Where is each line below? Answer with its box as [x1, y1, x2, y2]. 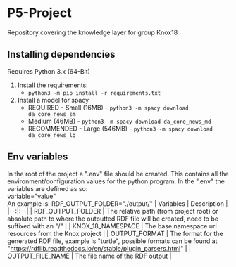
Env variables [7, 151, 68, 163]
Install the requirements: [17, 81, 88, 89]
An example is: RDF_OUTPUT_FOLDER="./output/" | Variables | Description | [7, 199, 228, 208]
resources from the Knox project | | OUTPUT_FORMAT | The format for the [7, 229, 223, 237]
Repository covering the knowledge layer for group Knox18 [7, 28, 178, 37]
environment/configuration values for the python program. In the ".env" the [7, 177, 225, 185]
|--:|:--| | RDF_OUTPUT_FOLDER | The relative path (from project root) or [7, 207, 218, 215]
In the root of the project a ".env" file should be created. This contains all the [7, 169, 229, 178]
